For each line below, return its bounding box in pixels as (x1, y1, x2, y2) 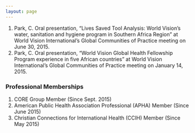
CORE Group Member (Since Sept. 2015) (13, 96, 112, 103)
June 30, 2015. (13, 43, 50, 50)
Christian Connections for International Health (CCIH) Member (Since (13, 114, 180, 121)
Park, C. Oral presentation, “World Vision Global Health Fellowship (13, 49, 173, 56)
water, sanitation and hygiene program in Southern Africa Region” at (13, 30, 179, 38)
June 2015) (13, 108, 41, 115)
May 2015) (13, 120, 40, 127)
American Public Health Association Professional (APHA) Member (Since (13, 101, 189, 108)
